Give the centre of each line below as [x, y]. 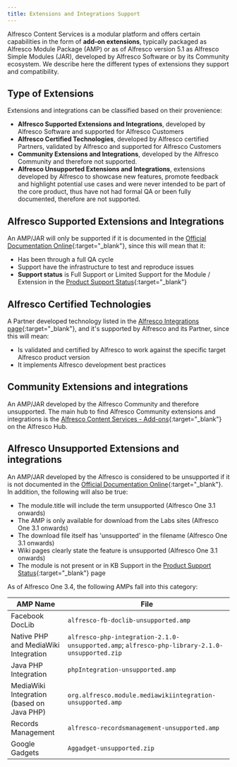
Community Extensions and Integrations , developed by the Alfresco [118, 154]
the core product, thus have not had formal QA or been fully [104, 192]
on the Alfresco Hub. [38, 426]
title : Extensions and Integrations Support [74, 14]
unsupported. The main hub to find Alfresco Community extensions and [111, 411]
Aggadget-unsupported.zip [111, 748]
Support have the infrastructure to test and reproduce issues [105, 267]
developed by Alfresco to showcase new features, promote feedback [118, 176]
